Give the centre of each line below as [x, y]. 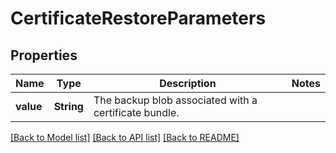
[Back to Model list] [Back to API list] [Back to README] [125, 137]
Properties [44, 55]
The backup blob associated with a [175, 100]
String [68, 106]
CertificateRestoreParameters [138, 18]
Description [188, 83]
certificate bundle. [136, 112]
